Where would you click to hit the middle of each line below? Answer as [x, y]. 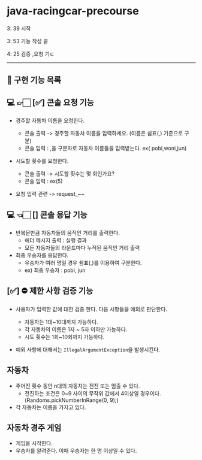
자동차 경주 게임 [34, 427]
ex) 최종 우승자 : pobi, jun [55, 270]
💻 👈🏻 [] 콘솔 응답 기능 [47, 215]
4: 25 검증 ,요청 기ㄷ [31, 54]
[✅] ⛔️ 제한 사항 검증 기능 [50, 291]
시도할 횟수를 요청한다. [42, 161]
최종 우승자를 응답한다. [42, 255]
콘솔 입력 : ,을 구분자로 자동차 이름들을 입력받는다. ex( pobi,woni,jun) [105, 149]
